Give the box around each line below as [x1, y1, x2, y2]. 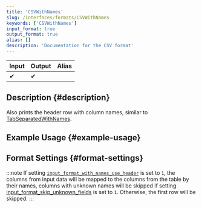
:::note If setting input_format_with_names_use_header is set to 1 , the [6, 169, 175, 176]
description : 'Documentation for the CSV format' [6, 43, 134, 49]
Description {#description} [6, 93, 110, 103]
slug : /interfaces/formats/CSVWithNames [6, 15, 110, 21]
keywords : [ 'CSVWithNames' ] [6, 20, 77, 26]
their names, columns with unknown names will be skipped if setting [6, 182, 177, 189]
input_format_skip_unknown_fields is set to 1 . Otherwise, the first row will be [6, 188, 197, 195]
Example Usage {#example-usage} [6, 132, 141, 143]
